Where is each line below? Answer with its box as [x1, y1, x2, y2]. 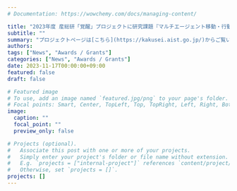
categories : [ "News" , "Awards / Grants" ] [7, 56, 131, 63]
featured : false [7, 68, 55, 76]
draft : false [7, 75, 46, 82]
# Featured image [7, 88, 59, 95]
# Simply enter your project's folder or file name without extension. [7, 153, 229, 161]
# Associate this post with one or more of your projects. [7, 147, 191, 154]
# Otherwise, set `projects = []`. [7, 166, 119, 173]
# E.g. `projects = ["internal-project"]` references [7, 160, 175, 167]
